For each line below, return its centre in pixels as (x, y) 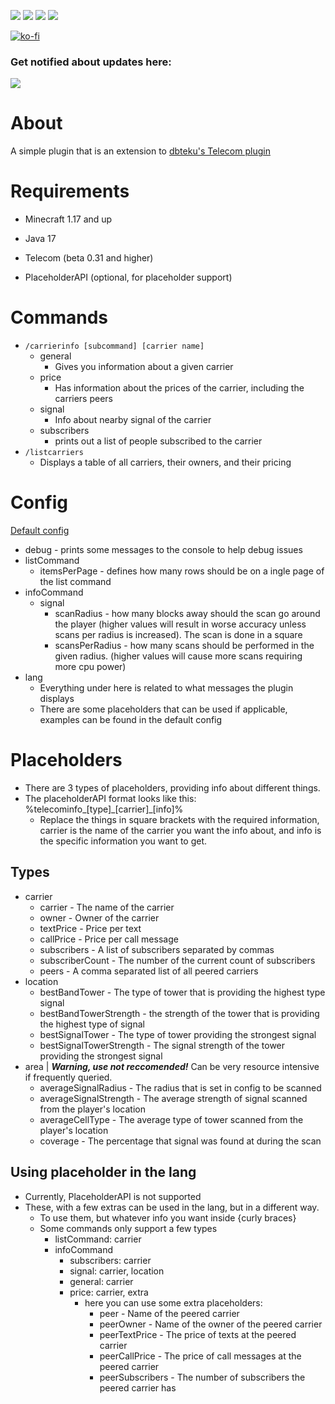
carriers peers (83, 399)
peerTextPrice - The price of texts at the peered (198, 1334)
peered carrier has (138, 1387)
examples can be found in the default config (131, 720)
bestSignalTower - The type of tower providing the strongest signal (178, 1034)
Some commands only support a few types (128, 1228)
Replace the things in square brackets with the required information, (179, 819)
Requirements (70, 191)
